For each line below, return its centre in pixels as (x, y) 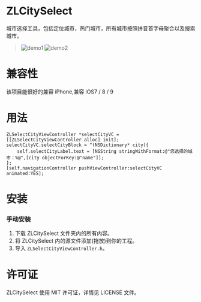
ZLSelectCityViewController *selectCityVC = (63, 134)
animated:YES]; (25, 173)
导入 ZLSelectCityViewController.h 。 (61, 248)
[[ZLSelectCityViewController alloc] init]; (63, 140)
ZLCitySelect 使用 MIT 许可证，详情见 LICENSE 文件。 (73, 292)
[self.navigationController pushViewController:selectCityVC (84, 168)
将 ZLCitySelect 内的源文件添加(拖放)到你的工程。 (76, 241)
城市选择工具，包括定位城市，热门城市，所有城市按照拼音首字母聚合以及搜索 (101, 28)
